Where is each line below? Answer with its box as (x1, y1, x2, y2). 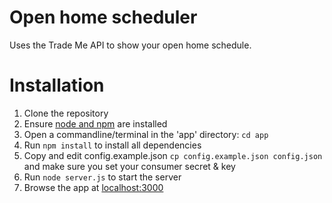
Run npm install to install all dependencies (23, 139, 202, 151)
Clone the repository (23, 107, 109, 119)
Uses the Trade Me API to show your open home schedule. (9, 39, 252, 51)
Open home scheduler (9, 6, 198, 29)
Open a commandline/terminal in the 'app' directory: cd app (23, 128, 269, 140)
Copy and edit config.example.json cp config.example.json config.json (23, 149, 323, 161)
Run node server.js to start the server (23, 171, 182, 183)
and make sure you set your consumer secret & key (23, 160, 236, 172)
